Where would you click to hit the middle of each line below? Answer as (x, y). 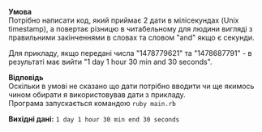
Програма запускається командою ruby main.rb (92, 103)
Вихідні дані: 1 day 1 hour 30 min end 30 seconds (94, 119)
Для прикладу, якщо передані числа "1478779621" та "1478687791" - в (130, 53)
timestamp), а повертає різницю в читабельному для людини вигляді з (131, 29)
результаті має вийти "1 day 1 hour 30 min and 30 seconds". (110, 62)
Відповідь (26, 77)
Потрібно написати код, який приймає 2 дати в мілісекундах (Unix (124, 20)
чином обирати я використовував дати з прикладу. (97, 95)
